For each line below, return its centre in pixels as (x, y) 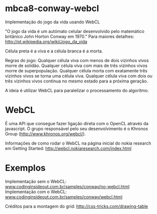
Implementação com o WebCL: (36, 192)
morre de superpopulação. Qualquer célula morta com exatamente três (76, 70)
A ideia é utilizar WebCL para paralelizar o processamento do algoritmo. (77, 90)
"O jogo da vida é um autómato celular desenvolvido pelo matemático (75, 31)
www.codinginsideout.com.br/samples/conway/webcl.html (64, 197)
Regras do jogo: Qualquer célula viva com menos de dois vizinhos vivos (77, 60)
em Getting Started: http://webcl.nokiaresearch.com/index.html (68, 148)
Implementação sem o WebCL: (36, 181)
